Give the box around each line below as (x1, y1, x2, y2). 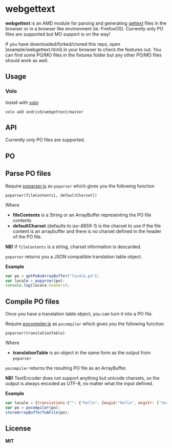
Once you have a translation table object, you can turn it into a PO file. (5, 311, 153, 317)
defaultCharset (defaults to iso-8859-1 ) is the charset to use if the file (12, 222, 161, 229)
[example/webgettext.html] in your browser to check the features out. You (5, 46, 161, 52)
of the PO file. (12, 233, 42, 239)
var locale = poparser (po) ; (5, 278, 66, 283)
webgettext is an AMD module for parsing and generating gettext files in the (5, 20, 167, 26)
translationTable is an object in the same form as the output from (12, 350, 151, 356)
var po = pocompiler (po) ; (5, 405, 60, 410)
